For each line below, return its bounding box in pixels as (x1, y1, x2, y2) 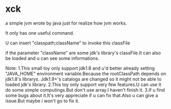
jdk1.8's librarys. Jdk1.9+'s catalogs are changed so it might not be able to (5, 76, 162, 82)
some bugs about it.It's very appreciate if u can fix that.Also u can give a (5, 92, 158, 98)
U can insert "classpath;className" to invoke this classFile (5, 39, 131, 46)
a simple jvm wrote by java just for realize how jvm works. (5, 20, 127, 26)
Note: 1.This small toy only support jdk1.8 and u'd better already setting (5, 65, 155, 71)
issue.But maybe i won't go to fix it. (5, 98, 79, 104)
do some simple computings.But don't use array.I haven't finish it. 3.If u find (5, 86, 165, 93)
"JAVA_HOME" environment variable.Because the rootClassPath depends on (5, 70, 166, 77)
